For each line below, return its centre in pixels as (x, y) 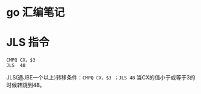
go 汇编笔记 (36, 12)
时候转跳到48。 (26, 85)
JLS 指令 (28, 42)
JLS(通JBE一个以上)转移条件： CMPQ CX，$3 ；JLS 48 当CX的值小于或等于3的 (101, 78)
